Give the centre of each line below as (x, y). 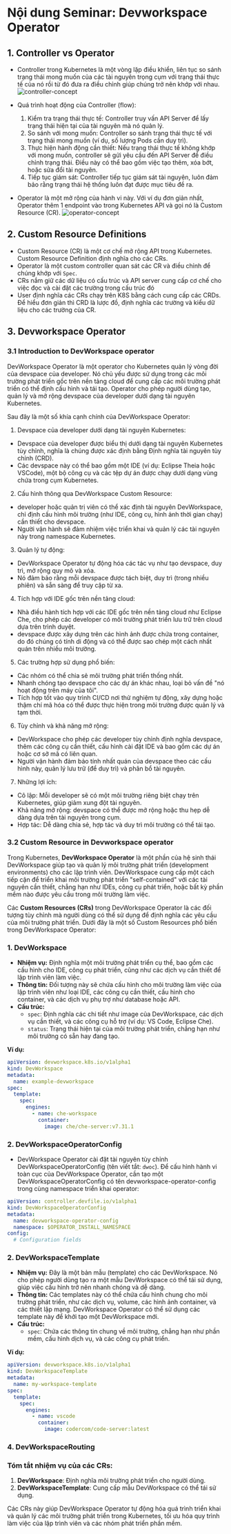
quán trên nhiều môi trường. (57, 649)
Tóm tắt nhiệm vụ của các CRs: (60, 1466)
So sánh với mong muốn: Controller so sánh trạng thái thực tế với (120, 133)
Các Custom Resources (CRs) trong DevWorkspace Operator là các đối (109, 907)
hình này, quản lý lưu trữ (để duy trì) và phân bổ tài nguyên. (101, 768)
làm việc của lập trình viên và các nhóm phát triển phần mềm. (95, 1524)
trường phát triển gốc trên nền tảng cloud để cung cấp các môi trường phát (114, 381)
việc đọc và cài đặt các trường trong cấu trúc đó (86, 288)
